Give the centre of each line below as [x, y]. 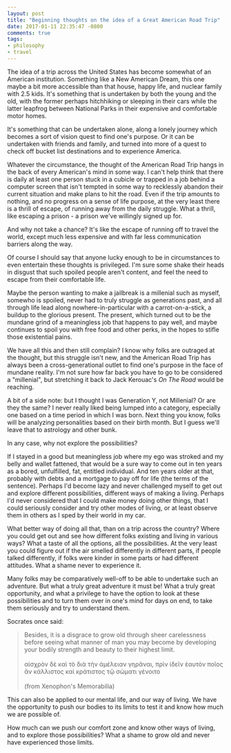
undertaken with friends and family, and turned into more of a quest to [107, 144]
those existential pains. [40, 336]
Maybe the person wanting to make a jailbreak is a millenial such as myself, [114, 293]
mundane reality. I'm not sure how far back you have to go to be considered [115, 372]
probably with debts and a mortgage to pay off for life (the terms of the [108, 478]
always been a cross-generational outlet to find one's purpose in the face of [115, 365]
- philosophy [26, 46]
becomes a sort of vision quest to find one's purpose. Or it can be [101, 136]
